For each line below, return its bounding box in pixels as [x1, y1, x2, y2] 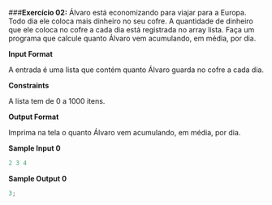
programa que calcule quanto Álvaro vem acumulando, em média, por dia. [8, 33, 257, 43]
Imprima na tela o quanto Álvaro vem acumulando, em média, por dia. [8, 128, 241, 137]
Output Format [8, 112, 59, 122]
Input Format [8, 49, 53, 58]
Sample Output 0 [8, 173, 67, 183]
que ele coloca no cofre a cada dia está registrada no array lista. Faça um [8, 25, 255, 34]
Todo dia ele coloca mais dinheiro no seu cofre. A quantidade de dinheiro [8, 16, 253, 26]
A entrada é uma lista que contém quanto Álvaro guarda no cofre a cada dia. [8, 65, 264, 75]
